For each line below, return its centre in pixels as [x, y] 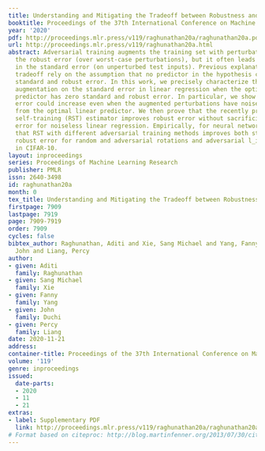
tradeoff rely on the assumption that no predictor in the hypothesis [134, 74]
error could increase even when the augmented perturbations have [127, 104]
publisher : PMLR [35, 170]
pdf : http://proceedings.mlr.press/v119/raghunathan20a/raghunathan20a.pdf [135, 38]
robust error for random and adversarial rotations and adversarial [130, 140]
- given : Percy [33, 324]
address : [22, 347]
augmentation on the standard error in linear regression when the [129, 89]
